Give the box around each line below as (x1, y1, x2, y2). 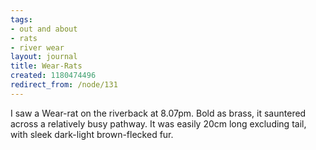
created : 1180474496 (10, 71, 97, 81)
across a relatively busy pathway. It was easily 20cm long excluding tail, (10, 117, 307, 130)
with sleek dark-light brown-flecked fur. (10, 128, 174, 140)
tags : (10, 14, 33, 25)
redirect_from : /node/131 (10, 80, 118, 90)
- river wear (10, 42, 65, 53)
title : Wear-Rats (10, 61, 83, 71)
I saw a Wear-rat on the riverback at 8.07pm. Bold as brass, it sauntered (10, 107, 307, 119)
